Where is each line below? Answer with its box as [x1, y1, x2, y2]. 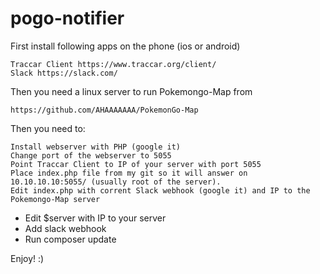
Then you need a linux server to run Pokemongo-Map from [10, 85, 253, 97]
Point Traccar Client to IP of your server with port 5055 [10, 159, 262, 169]
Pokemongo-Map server [10, 194, 101, 204]
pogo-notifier [10, 7, 125, 30]
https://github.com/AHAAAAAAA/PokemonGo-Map [10, 105, 199, 115]
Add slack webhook [24, 222, 107, 234]
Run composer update [24, 233, 117, 245]
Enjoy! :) [10, 252, 45, 264]
